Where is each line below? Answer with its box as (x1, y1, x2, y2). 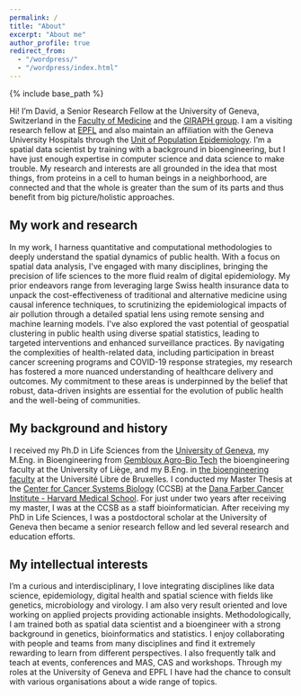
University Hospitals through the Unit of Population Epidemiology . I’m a (9, 134, 272, 145)
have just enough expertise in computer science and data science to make (9, 153, 285, 164)
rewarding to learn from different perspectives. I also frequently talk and (9, 647, 277, 658)
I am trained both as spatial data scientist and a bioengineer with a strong (9, 619, 281, 630)
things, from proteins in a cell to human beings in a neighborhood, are (9, 172, 268, 183)
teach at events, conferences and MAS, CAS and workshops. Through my (9, 657, 283, 668)
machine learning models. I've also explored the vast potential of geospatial (9, 318, 289, 329)
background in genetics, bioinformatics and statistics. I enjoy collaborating (9, 628, 285, 639)
